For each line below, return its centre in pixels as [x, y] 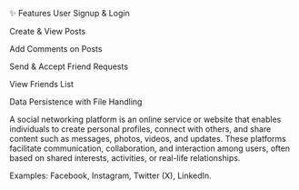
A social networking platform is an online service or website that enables [145, 119]
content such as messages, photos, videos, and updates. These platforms [148, 139]
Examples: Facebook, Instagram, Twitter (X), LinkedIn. [110, 175]
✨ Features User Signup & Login [70, 13]
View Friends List [42, 84]
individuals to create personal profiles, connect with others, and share [140, 129]
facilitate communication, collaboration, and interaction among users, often [150, 148]
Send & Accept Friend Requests [69, 66]
